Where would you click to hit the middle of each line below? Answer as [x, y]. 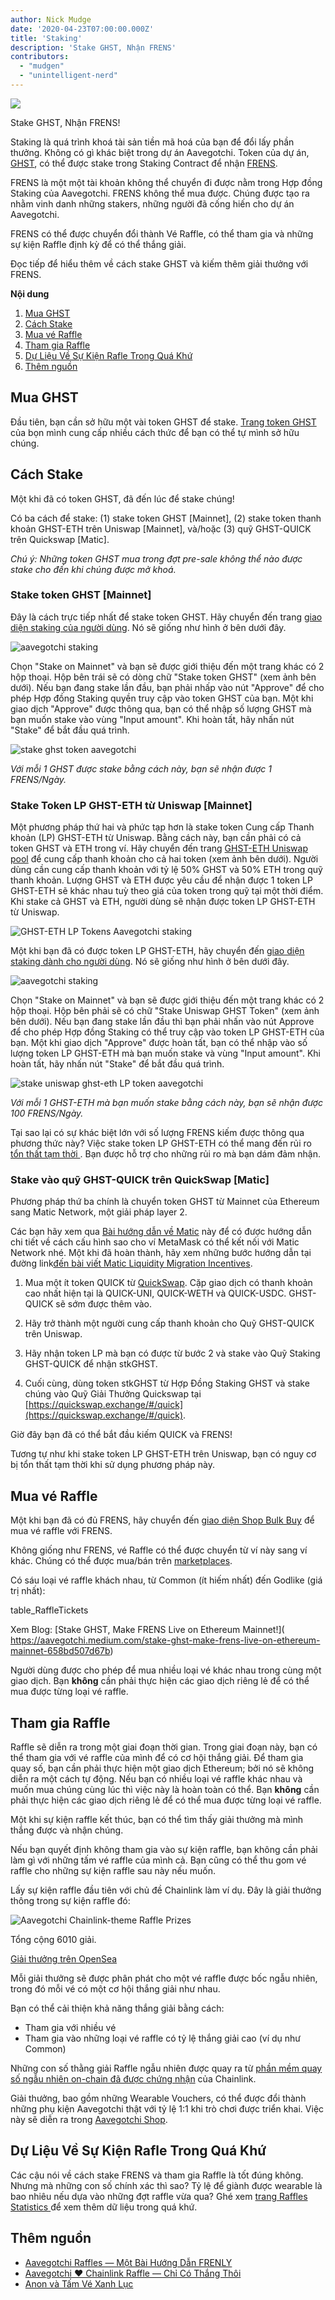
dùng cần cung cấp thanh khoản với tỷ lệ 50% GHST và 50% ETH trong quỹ [166, 870]
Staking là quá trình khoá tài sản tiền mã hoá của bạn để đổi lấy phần [152, 142]
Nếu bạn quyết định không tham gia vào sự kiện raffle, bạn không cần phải [164, 1850]
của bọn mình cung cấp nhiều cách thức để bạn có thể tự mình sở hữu [155, 432]
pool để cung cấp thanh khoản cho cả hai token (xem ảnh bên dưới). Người [164, 859]
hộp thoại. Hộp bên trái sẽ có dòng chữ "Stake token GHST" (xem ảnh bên [163, 677]
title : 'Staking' [46, 38]
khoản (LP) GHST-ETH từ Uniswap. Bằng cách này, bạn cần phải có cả [156, 838]
